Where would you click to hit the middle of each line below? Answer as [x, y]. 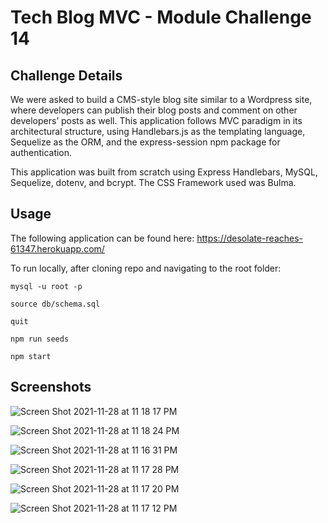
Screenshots [51, 387]
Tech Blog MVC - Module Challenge [161, 17]
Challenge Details [66, 75]
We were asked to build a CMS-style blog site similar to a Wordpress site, [161, 99]
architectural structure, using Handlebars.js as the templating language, [158, 131]
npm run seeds [40, 339]
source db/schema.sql [55, 304]
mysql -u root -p [46, 286]
